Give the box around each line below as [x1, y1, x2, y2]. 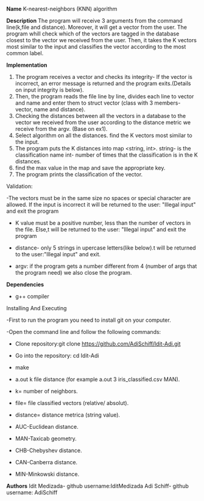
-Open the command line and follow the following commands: [6, 328, 161, 335]
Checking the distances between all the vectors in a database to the [15, 113, 186, 119]
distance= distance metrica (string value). [15, 411, 121, 418]
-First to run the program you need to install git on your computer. [6, 316, 172, 324]
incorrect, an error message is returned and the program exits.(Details [15, 80, 191, 87]
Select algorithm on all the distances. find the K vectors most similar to [15, 132, 193, 139]
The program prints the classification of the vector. [15, 171, 143, 178]
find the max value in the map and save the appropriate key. [15, 165, 166, 171]
